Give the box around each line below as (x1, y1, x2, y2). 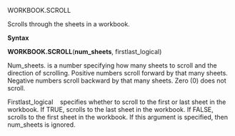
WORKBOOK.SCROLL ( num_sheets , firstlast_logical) (7, 48, 162, 56)
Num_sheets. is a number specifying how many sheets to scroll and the (7, 61, 217, 70)
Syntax (7, 33, 29, 42)
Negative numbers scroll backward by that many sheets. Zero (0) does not (7, 76, 226, 85)
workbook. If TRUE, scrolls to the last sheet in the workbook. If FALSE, (7, 105, 214, 113)
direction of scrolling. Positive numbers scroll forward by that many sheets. (7, 69, 229, 77)
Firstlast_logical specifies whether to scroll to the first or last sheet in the (7, 98, 226, 106)
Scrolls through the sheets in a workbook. (7, 20, 130, 28)
